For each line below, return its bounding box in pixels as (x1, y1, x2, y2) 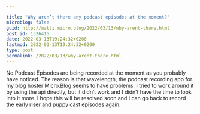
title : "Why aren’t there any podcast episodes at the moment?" (6, 14, 170, 20)
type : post (6, 47, 34, 54)
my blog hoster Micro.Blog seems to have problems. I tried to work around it (6, 82, 194, 89)
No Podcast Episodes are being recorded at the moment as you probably (6, 69, 186, 76)
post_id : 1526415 (6, 30, 50, 36)
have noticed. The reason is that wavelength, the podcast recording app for (6, 75, 193, 82)
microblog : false (6, 19, 50, 26)
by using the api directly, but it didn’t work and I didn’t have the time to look (6, 88, 192, 95)
